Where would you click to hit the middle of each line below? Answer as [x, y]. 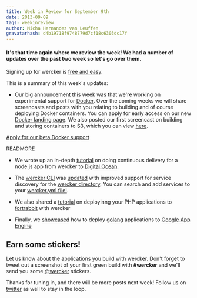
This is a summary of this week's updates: [57, 83]
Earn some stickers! [44, 245]
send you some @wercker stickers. [49, 271]
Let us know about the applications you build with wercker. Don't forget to [96, 259]
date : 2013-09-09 [27, 17]
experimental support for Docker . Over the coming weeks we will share [101, 101]
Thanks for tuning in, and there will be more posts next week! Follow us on [96, 283]
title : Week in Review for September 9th [58, 12]
